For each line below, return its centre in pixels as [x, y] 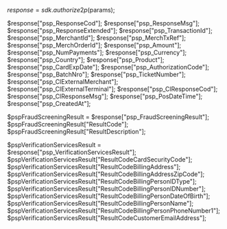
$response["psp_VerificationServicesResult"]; [72, 152]
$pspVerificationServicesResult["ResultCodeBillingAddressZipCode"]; [106, 174]
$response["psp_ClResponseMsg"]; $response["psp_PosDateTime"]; [105, 96]
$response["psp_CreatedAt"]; [49, 103]
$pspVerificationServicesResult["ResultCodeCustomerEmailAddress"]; [107, 218]
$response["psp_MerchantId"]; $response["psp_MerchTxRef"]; [97, 38]
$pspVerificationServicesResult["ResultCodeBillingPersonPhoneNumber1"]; [114, 210]
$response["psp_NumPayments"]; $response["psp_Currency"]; [97, 52]
